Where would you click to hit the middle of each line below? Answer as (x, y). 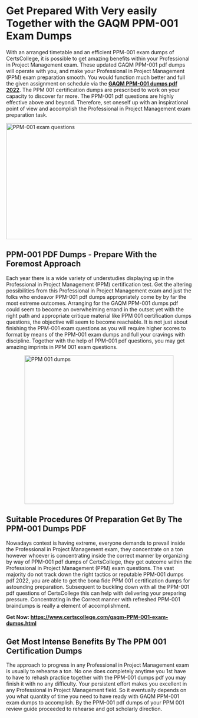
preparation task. (27, 115)
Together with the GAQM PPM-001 (92, 23)
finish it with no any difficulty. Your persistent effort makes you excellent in (97, 684)
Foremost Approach (44, 264)
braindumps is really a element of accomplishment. (68, 605)
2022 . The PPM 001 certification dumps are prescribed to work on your (93, 90)
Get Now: (18, 617)
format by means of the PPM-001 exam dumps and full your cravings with (96, 334)
